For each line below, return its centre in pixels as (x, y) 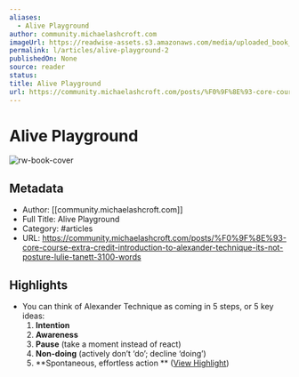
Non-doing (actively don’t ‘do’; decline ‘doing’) (121, 354)
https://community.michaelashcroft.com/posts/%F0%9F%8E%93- (165, 238)
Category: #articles (57, 229)
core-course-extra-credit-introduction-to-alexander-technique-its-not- (153, 248)
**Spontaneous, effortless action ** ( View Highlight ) (132, 363)
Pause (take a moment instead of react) (108, 344)
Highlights (39, 285)
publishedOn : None (43, 59)
